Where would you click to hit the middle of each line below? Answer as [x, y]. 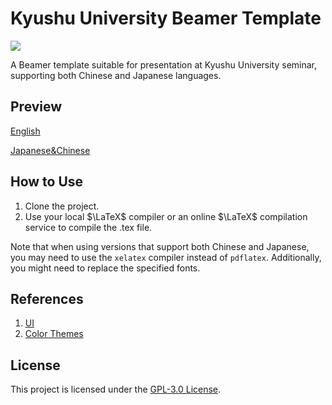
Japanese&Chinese [50, 150]
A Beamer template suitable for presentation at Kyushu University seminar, [164, 64]
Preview [36, 107]
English [25, 131]
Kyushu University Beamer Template [166, 18]
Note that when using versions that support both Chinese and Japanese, [160, 246]
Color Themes [54, 334]
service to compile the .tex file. [88, 227]
